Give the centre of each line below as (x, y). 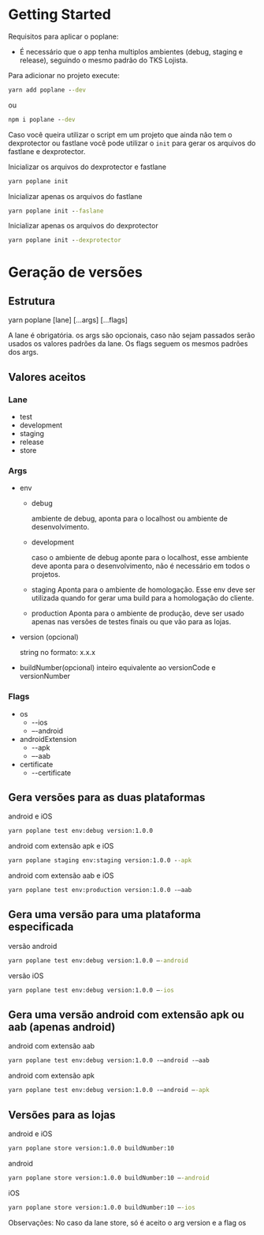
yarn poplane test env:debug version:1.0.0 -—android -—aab (109, 1060)
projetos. (46, 574)
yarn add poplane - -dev (47, 90)
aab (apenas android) (62, 1027)
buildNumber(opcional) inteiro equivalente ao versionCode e (117, 668)
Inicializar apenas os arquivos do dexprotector (84, 226)
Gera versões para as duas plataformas (107, 797)
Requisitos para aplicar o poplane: (63, 36)
